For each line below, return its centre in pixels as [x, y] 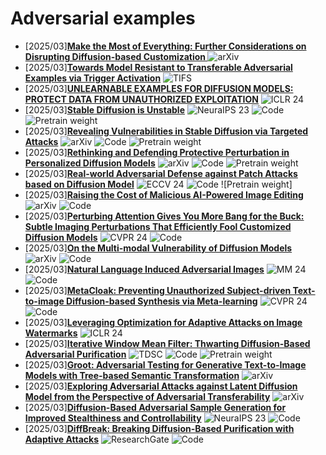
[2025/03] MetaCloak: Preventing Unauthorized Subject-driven [158, 290]
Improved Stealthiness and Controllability [113, 418]
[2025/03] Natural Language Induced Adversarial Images [144, 269]
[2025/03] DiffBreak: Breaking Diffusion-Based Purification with [159, 428]
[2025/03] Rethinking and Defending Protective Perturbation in [157, 152]
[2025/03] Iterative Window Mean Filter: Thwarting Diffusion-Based [167, 343]
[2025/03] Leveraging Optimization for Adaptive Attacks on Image [163, 322]
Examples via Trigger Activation [93, 78]
